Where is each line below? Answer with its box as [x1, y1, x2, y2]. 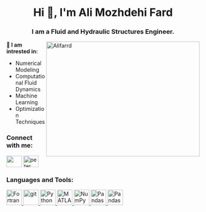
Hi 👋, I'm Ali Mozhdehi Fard [33, 6, 173, 20]
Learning [15, 99, 38, 106]
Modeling [15, 66, 40, 74]
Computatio [15, 73, 45, 80]
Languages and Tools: [6, 175, 74, 184]
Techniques [15, 118, 45, 126]
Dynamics [15, 86, 41, 93]
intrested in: [6, 48, 38, 55]
